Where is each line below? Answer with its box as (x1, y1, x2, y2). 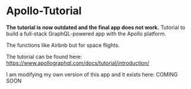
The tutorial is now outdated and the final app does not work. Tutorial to (6, 24, 186, 31)
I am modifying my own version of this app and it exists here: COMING (6, 71, 178, 78)
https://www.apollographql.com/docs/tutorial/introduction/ (6, 59, 149, 66)
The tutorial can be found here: (6, 53, 82, 60)
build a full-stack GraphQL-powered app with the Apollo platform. (6, 30, 167, 37)
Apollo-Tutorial (6, 4, 82, 18)
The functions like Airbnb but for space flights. (6, 42, 120, 49)
